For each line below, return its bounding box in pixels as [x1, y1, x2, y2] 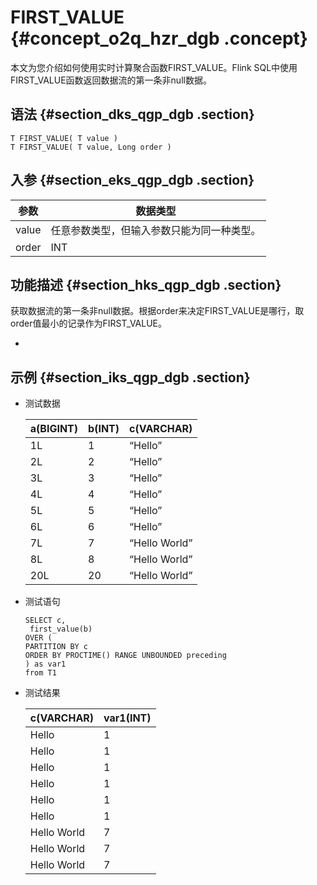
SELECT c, [24, 616, 67, 626]
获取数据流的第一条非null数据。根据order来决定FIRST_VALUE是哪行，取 [10, 305, 305, 317]
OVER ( [24, 633, 53, 643]
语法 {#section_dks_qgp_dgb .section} [10, 106, 255, 123]
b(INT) [88, 422, 120, 436]
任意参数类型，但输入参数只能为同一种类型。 [50, 223, 262, 237]
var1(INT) [103, 711, 152, 725]
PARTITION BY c [24, 642, 89, 652]
